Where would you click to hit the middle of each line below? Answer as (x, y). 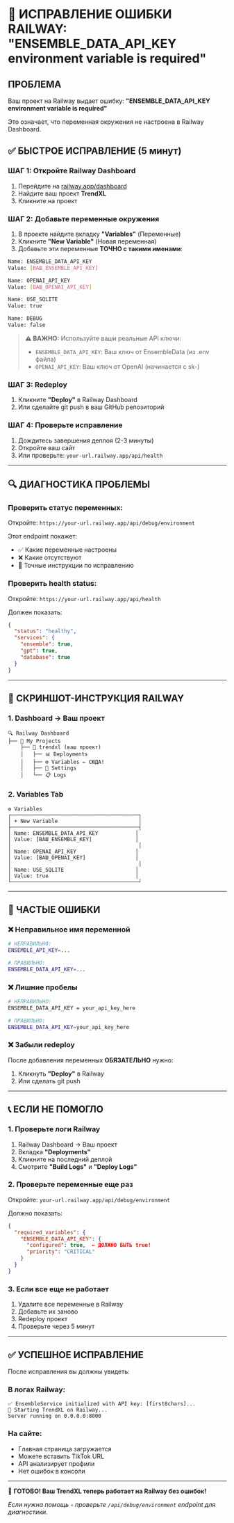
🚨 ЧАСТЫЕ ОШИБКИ (54, 910)
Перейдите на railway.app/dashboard (72, 186)
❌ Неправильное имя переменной (69, 930)
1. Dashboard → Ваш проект (56, 718)
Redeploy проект (43, 1319)
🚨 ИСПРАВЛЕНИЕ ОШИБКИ (90, 14)
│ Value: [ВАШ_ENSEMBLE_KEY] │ (73, 839)
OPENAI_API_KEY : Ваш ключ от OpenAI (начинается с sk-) (117, 366)
